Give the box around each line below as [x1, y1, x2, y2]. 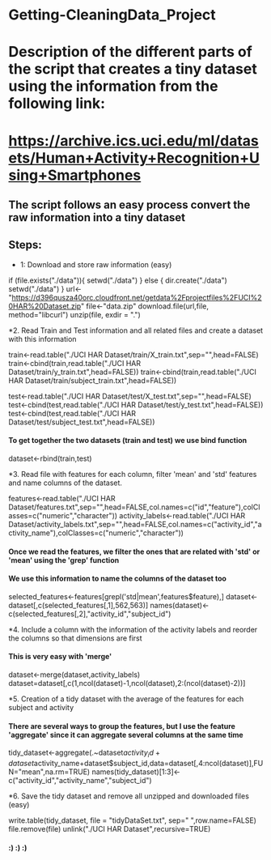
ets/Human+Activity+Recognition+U [8, 148, 260, 167]
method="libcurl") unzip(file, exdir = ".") [8, 309, 141, 319]
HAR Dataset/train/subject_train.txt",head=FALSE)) [8, 375, 177, 385]
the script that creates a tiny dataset [8, 60, 257, 79]
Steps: [8, 238, 42, 252]
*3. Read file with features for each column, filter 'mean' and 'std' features [8, 469, 257, 479]
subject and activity [8, 702, 74, 712]
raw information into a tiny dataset [8, 211, 186, 224]
